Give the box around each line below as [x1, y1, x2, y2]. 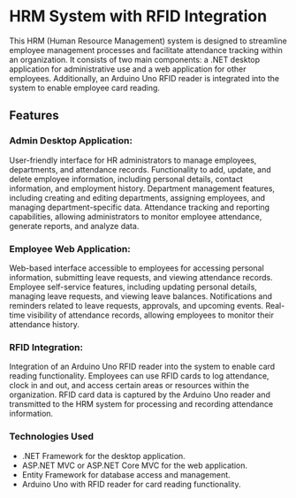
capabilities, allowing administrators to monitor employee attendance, [9, 211, 262, 222]
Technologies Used [9, 431, 95, 443]
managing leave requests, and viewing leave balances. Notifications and [9, 290, 272, 302]
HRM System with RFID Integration [9, 6, 268, 27]
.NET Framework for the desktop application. [21, 450, 186, 461]
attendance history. [9, 318, 80, 329]
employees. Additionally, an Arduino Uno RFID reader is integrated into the [9, 73, 280, 83]
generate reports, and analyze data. [9, 220, 140, 231]
